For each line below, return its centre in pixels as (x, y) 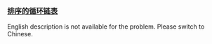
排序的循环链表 (33, 10)
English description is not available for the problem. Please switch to (106, 27)
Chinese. (20, 34)
